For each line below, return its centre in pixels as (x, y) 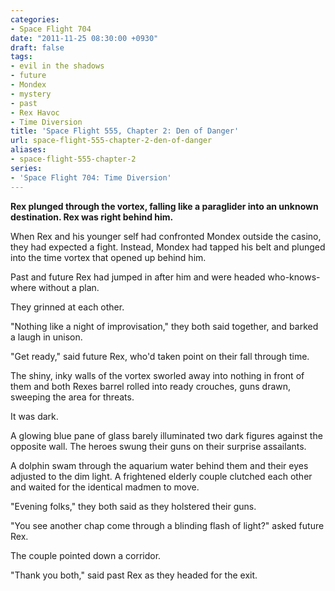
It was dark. (34, 416)
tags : (21, 57)
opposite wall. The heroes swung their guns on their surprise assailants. (158, 446)
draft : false (37, 47)
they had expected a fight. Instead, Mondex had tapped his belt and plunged (168, 247)
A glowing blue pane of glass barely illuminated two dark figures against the (166, 435)
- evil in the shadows (57, 66)
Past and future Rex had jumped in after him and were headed (138, 277)
